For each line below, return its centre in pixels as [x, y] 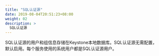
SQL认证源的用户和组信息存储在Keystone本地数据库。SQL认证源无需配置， [81, 43]
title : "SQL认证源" [24, 10]
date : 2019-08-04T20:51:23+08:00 [39, 14]
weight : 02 [16, 19]
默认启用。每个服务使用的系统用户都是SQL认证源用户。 [61, 49]
